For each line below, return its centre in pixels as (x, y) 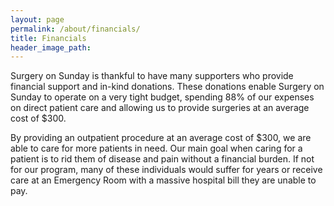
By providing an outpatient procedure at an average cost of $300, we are (161, 138)
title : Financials (48, 38)
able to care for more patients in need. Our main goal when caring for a (156, 148)
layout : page (37, 19)
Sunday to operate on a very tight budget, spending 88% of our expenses (162, 97)
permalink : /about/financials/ (75, 29)
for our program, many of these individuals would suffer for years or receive (166, 170)
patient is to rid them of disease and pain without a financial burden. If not (162, 159)
